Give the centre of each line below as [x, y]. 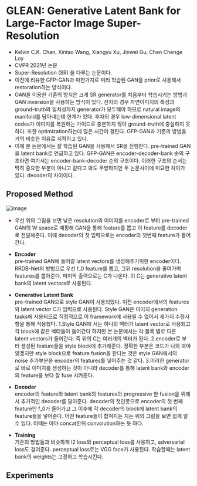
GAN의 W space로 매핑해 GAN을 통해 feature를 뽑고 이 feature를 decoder [101, 228]
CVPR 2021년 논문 [36, 65]
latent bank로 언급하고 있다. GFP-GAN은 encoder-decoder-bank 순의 [102, 153]
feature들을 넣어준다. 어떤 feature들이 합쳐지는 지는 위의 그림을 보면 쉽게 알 [101, 416]
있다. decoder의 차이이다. [44, 175]
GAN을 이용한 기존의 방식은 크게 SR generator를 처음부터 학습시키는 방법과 [101, 95]
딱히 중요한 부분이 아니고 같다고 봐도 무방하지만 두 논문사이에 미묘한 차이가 [100, 168]
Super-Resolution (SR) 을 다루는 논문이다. [63, 72]
